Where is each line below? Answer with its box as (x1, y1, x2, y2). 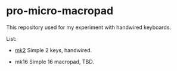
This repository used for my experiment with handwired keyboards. (6, 24, 172, 31)
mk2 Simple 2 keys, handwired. (14, 46, 92, 54)
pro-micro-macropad (6, 4, 114, 18)
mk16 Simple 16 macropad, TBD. (14, 58, 94, 65)
